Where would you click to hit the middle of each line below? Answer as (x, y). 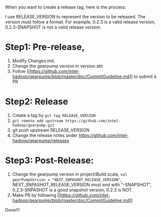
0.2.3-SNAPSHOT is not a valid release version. (53, 27)
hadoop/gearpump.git (33, 125)
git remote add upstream (38, 121)
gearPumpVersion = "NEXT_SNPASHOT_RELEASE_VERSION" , (67, 179)
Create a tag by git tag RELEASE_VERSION (54, 115)
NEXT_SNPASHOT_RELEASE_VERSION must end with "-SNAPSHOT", (82, 184)
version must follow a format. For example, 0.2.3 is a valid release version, (80, 22)
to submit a (145, 76)
